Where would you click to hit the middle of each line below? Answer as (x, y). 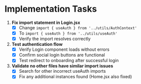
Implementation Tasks (51, 9)
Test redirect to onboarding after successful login (69, 61)
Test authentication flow (37, 44)
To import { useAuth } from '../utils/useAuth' (68, 33)
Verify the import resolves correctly (55, 39)
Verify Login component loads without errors (64, 49)
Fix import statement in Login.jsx (46, 22)
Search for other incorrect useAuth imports (62, 71)
